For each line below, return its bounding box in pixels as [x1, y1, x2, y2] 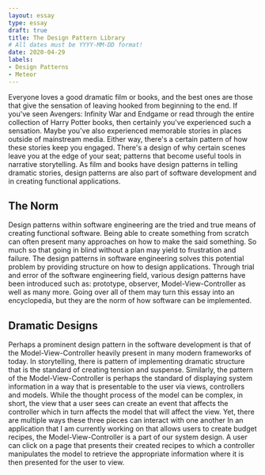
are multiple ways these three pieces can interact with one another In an [8, 416, 244, 425]
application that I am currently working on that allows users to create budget [8, 424, 257, 434]
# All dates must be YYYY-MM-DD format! [8, 41, 144, 49]
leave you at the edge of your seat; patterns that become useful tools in [8, 151, 242, 161]
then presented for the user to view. [8, 458, 125, 467]
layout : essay [8, 11, 55, 20]
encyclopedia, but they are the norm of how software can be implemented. [8, 296, 252, 306]
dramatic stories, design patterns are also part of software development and [8, 168, 257, 177]
